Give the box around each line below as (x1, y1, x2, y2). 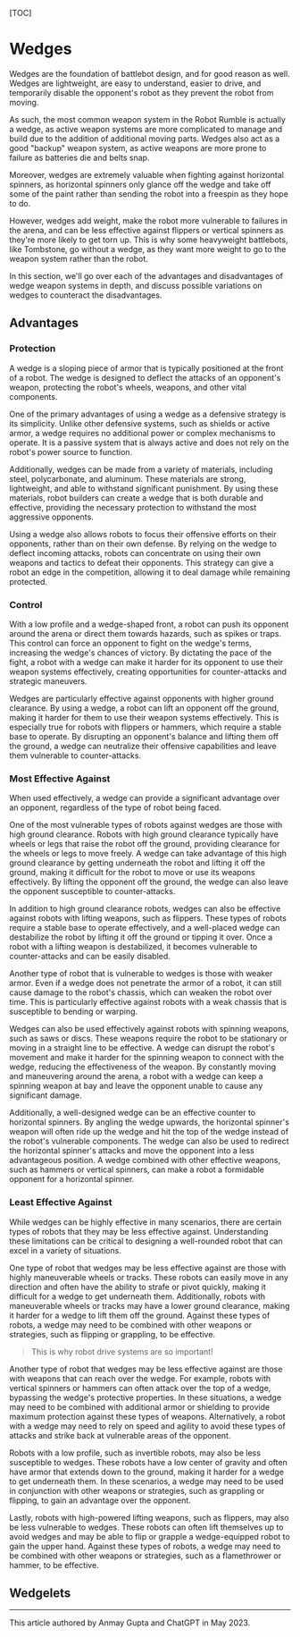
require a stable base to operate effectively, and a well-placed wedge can (9, 923, 280, 933)
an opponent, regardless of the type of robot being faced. (9, 802, 221, 813)
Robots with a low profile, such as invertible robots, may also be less (9, 1447, 262, 1458)
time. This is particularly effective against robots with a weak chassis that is (9, 997, 287, 1008)
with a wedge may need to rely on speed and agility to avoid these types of (9, 1421, 286, 1431)
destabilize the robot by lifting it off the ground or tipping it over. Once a (9, 932, 273, 942)
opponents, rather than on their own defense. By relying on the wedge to (9, 538, 277, 549)
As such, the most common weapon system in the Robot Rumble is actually (9, 114, 286, 124)
